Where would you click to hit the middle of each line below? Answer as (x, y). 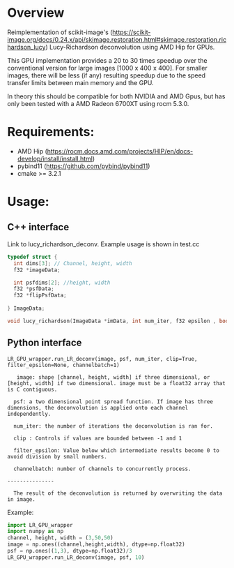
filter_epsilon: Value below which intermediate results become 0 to (116, 450)
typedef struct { (32, 257)
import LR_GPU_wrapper (40, 525)
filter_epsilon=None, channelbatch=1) (63, 365)
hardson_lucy (26, 47)
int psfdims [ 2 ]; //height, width (62, 283)
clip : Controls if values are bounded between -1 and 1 (98, 438)
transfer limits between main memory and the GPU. (81, 82)
